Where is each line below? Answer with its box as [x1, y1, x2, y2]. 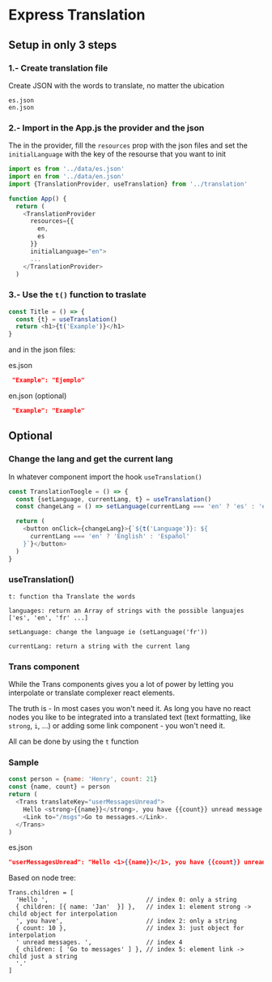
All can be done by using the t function [8, 736, 139, 747]
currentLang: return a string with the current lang [8, 642, 190, 650]
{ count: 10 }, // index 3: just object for [15, 924, 244, 933]
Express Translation [8, 6, 146, 24]
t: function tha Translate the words [8, 592, 136, 601]
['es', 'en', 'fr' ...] [8, 614, 89, 622]
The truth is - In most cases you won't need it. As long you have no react [8, 704, 251, 714]
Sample [8, 757, 39, 768]
